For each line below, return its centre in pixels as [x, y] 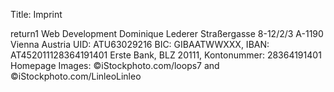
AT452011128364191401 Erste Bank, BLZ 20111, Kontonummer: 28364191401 [166, 55]
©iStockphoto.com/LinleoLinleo [76, 76]
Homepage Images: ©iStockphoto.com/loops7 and [115, 65]
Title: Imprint [36, 14]
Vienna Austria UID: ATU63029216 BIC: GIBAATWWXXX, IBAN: [140, 44]
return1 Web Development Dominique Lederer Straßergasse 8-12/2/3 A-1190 [167, 33]
